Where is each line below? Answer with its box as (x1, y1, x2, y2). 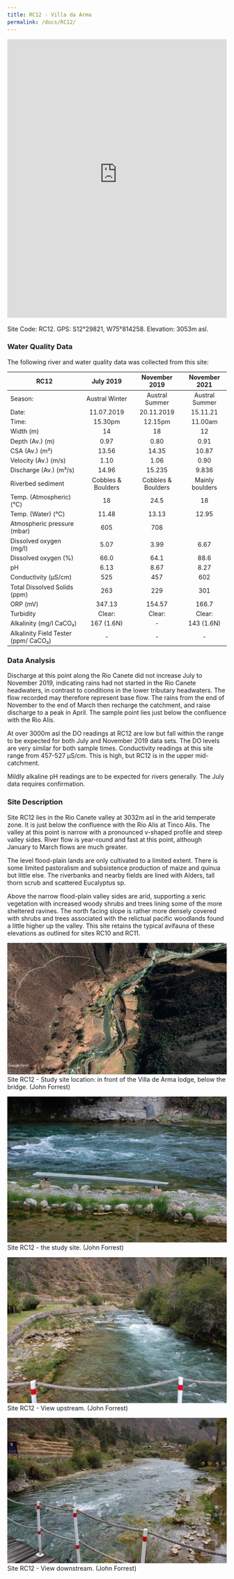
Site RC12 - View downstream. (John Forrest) (7, 1564, 137, 1573)
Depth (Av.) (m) (10, 437, 55, 445)
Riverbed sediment (10, 479, 65, 488)
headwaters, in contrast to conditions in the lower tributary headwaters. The (7, 686, 226, 694)
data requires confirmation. (7, 780, 86, 788)
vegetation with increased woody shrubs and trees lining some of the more (7, 899, 223, 908)
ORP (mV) (10, 600, 39, 608)
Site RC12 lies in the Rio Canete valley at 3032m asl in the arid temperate (7, 813, 216, 821)
